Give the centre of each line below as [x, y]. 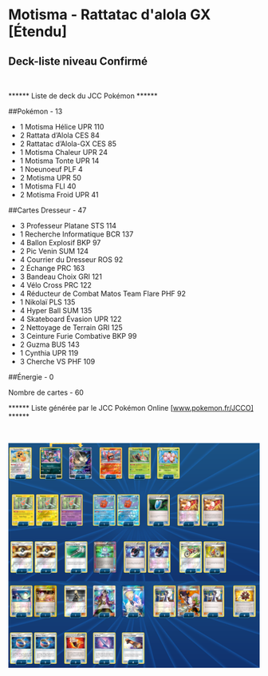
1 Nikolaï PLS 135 [47, 302]
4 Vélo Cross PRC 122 [55, 285]
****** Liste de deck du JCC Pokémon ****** [83, 96]
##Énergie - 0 [31, 377]
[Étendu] [38, 32]
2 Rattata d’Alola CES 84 [59, 135]
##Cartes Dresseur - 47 [47, 210]
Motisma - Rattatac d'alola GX [110, 15]
